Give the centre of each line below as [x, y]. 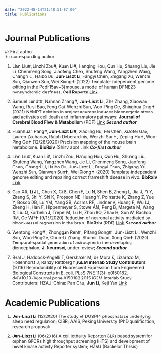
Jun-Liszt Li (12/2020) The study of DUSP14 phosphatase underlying [81, 317]
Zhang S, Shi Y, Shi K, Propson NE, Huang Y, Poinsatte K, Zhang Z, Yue [83, 197]
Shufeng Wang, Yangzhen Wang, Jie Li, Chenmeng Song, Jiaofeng [79, 162]
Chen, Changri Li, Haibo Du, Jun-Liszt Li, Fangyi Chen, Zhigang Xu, [79, 167]
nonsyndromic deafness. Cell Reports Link [55, 92]
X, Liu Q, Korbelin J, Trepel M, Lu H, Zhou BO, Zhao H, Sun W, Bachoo [82, 213]
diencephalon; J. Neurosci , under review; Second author [69, 248]
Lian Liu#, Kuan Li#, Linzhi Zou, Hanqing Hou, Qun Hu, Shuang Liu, [79, 157]
